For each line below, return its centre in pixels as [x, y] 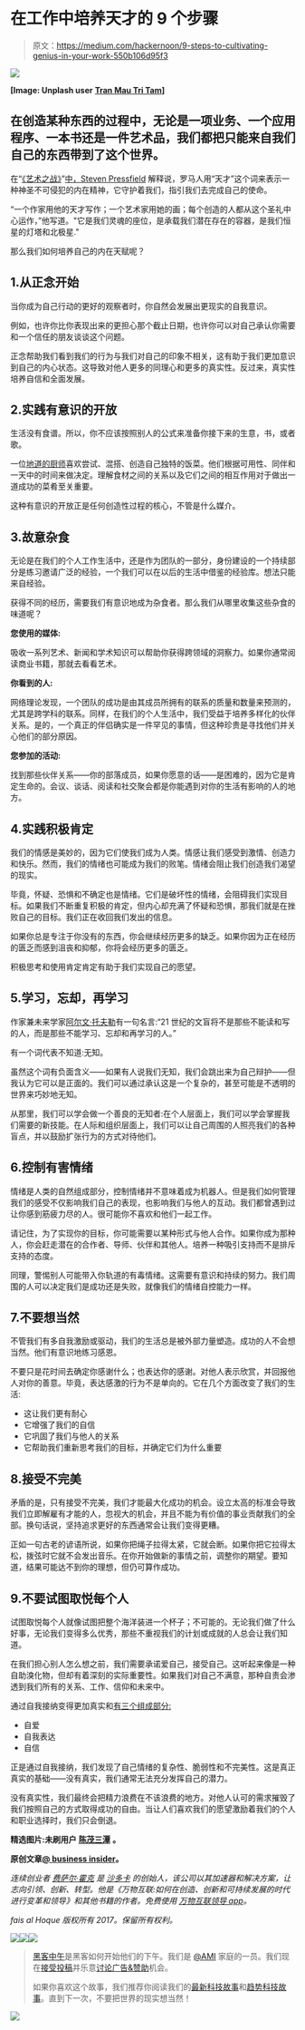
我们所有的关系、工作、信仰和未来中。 [97, 1686]
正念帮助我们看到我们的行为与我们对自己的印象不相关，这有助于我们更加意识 [153, 355]
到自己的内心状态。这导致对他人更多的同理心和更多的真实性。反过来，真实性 [153, 367]
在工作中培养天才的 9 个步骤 [114, 19]
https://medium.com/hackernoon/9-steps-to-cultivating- [162, 45]
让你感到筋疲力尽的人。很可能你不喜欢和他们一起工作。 [113, 1214]
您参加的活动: [36, 756]
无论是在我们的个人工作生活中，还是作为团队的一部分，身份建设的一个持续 [149, 561]
